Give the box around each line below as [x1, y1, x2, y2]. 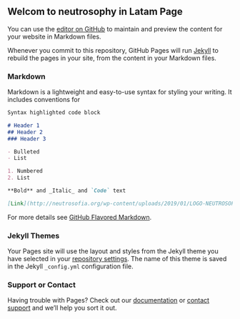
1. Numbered [7, 168, 43, 175]
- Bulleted [7, 148, 40, 156]
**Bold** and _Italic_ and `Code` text [7, 187, 126, 195]
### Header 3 [7, 135, 46, 142]
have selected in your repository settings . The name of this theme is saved [7, 255, 227, 263]
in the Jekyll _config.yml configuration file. [7, 262, 134, 270]
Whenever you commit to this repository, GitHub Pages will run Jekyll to [7, 46, 219, 54]
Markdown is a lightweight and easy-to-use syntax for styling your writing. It [7, 88, 232, 96]
